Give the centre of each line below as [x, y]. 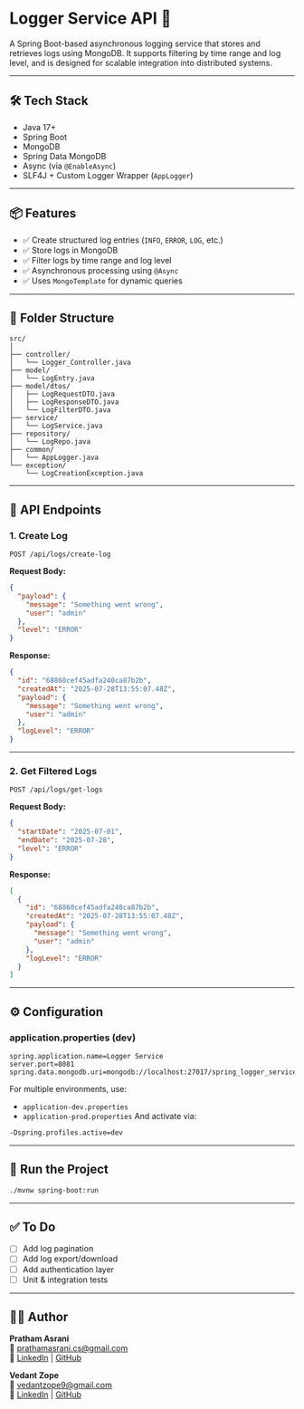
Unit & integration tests [65, 1280]
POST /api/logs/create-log [60, 555]
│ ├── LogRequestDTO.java [62, 394]
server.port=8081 [42, 1064]
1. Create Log [38, 535]
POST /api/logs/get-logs [56, 790]
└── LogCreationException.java [85, 474]
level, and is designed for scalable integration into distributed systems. [141, 62]
